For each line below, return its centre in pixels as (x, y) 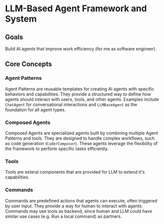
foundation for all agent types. (35, 110)
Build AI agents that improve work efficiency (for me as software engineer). (81, 49)
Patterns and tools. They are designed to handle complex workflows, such (80, 138)
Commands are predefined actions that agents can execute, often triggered (81, 200)
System (21, 19)
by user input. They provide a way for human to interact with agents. (74, 206)
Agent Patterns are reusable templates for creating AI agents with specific (80, 89)
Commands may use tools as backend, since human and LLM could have (79, 211)
